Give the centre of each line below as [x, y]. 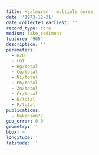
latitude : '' [22, 143]
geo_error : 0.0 [25, 121]
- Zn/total [25, 88]
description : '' [26, 45]
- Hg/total [25, 66]
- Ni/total [25, 77]
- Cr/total [25, 94]
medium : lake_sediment [34, 34]
